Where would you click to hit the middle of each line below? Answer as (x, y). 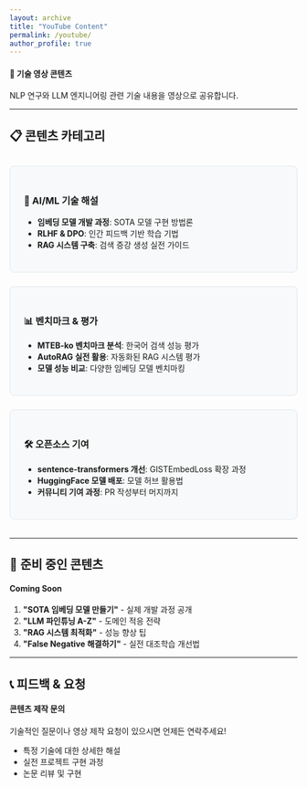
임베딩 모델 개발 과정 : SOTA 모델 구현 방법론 (115, 222)
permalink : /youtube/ (51, 35)
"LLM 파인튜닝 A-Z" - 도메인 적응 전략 (92, 621)
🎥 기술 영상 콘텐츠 (41, 73)
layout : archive (40, 18)
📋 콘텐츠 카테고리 (58, 136)
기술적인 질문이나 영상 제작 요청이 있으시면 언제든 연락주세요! (118, 730)
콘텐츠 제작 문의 (37, 709)
